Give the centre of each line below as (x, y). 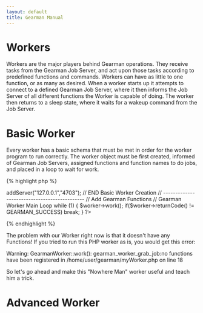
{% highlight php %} (32, 181)
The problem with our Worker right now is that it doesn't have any (88, 236)
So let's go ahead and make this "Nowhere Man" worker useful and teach (98, 272)
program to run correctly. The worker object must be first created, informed (101, 156)
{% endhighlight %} (31, 224)
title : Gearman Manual (35, 18)
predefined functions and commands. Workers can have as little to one (95, 77)
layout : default (27, 12)
